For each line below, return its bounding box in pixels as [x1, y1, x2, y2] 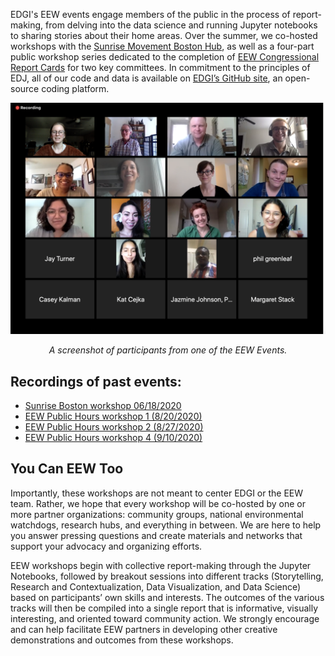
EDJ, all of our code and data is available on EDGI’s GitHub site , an [10, 72, 283, 84]
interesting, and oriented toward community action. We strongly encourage [10, 612, 320, 624]
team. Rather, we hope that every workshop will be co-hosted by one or [10, 497, 306, 509]
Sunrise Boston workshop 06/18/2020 [24, 399, 182, 411]
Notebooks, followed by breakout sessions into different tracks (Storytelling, [10, 570, 324, 582]
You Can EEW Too [10, 460, 124, 478]
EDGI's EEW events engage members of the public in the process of [10, 9, 291, 20]
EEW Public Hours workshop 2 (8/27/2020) [24, 420, 204, 433]
